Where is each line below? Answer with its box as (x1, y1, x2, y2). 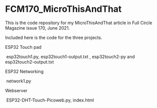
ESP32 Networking (5, 68, 43, 74)
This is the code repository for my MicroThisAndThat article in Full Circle (5, 20, 153, 26)
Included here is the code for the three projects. (5, 35, 103, 40)
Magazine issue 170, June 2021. (5, 25, 70, 31)
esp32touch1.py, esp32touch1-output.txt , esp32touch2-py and (6, 53, 135, 60)
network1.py (6, 78, 31, 84)
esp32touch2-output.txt (5, 59, 54, 65)
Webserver (5, 87, 28, 93)
